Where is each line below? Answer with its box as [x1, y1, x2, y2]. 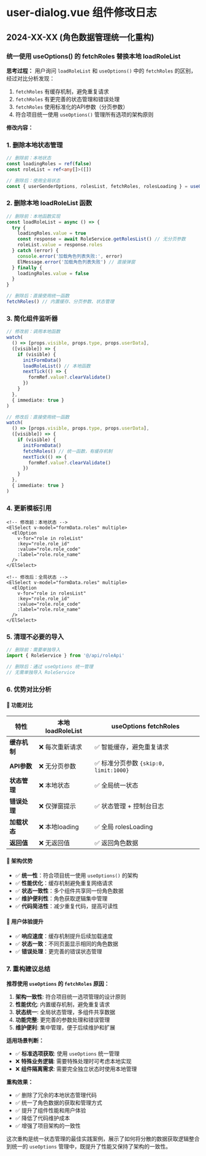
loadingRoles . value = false [17, 270, 89, 276]
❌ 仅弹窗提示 [39, 802, 77, 810]
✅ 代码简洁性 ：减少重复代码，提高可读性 [15, 902, 118, 910]
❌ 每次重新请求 [39, 743, 83, 751]
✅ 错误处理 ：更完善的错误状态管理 [15, 948, 102, 955]
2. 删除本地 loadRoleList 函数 [6, 199, 93, 208]
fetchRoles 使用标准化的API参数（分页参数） [15, 103, 129, 111]
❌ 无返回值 [39, 838, 71, 847]
